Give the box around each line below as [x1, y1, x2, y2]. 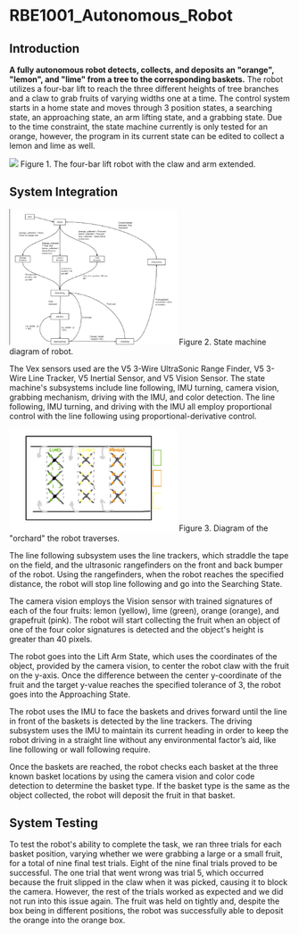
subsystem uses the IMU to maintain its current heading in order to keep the [9, 724, 289, 736]
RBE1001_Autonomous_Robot [9, 5, 234, 26]
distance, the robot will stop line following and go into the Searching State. [9, 578, 283, 589]
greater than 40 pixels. [9, 633, 93, 644]
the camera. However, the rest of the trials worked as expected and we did [9, 887, 284, 897]
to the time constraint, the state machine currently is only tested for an [9, 121, 268, 132]
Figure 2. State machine [178, 336, 267, 348]
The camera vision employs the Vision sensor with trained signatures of [9, 595, 273, 607]
